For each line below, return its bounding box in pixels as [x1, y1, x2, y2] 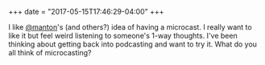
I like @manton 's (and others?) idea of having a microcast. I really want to [8, 22, 252, 31]
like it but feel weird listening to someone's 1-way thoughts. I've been [8, 31, 238, 40]
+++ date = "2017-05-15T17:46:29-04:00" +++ [8, 7, 164, 16]
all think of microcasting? [8, 48, 92, 57]
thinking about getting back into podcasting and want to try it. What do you [8, 39, 258, 49]
